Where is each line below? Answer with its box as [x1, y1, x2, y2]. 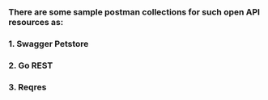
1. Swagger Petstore [8, 38, 89, 49]
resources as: [8, 16, 64, 27]
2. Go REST [8, 60, 53, 71]
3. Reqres [8, 81, 47, 93]
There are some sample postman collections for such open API [8, 6, 261, 18]
